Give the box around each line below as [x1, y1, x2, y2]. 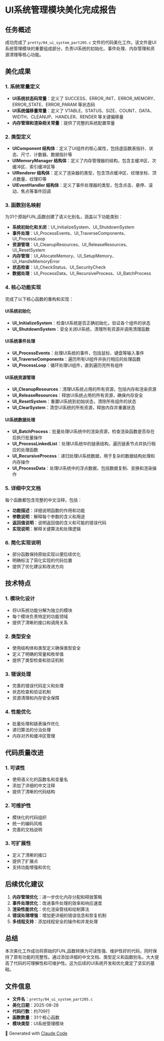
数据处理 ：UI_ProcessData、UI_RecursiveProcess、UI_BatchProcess [12, 271, 151, 276]
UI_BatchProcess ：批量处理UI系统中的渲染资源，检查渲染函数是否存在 [12, 428, 155, 434]
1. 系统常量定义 [5, 83, 41, 90]
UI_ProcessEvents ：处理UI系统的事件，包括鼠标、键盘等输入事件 [12, 350, 144, 356]
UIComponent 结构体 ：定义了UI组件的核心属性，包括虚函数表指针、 [12, 145, 149, 151]
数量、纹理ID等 [16, 176, 47, 182]
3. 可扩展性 [5, 840, 31, 847]
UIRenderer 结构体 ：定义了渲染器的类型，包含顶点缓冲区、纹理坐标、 [12, 170, 152, 175]
